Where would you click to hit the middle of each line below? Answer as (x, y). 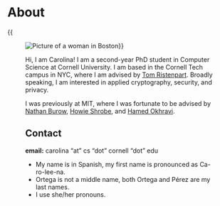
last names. (52, 187)
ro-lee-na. (50, 172)
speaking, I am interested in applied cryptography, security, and (119, 82)
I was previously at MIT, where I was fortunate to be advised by (118, 103)
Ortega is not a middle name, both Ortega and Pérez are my (123, 179)
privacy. (37, 90)
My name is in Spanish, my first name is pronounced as (116, 164)
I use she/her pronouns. (70, 194)
